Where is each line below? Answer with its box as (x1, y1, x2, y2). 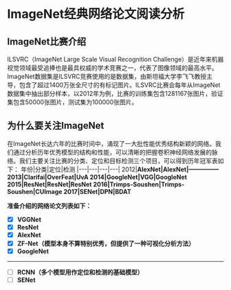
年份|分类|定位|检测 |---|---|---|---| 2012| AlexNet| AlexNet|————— (20, 165, 219, 173)
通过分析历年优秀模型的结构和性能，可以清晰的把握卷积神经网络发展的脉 (12, 148, 218, 156)
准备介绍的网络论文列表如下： (7, 202, 91, 210)
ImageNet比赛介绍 (7, 36, 87, 47)
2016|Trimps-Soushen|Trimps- (93, 180, 185, 189)
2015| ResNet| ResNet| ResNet (7, 180, 92, 189)
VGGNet (16, 215, 41, 223)
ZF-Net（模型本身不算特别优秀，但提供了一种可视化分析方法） (16, 239, 195, 247)
